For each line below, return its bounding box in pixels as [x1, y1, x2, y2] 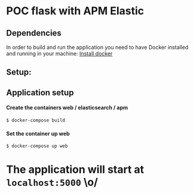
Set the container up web [6, 130, 70, 137]
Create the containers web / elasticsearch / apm [6, 104, 128, 111]
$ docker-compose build [6, 117, 66, 123]
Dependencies [6, 28, 61, 38]
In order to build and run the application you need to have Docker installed [6, 43, 189, 51]
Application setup [6, 88, 74, 98]
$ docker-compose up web [6, 143, 68, 150]
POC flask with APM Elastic [6, 4, 144, 18]
